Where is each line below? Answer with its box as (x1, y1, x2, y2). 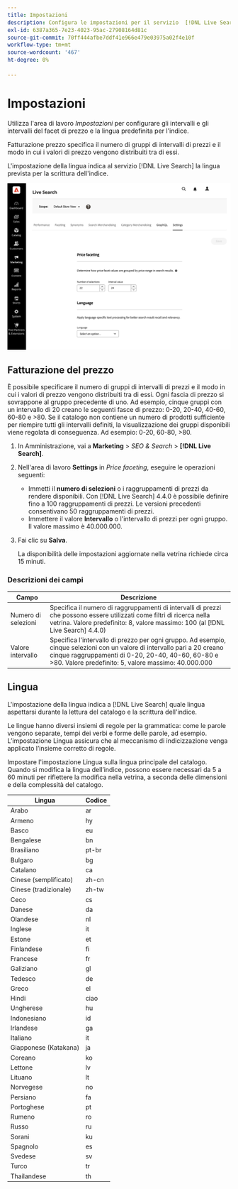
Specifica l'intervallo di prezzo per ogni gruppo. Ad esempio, (49, 636, 227, 644)
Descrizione (120, 593, 157, 602)
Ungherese (10, 1004, 43, 1012)
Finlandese (10, 945, 42, 953)
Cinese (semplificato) (10, 876, 73, 884)
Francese (10, 955, 38, 963)
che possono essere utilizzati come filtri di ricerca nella (49, 611, 210, 619)
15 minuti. (17, 558, 46, 566)
